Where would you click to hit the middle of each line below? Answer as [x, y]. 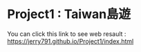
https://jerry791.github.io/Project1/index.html [70, 41]
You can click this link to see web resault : [67, 34]
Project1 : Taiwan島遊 [69, 14]
